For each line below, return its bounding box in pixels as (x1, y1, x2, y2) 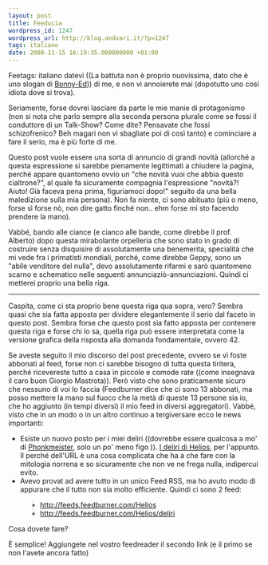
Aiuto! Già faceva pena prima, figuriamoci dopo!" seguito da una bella (8, 187, 237, 196)
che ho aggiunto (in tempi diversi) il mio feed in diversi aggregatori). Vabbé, (8, 401, 257, 411)
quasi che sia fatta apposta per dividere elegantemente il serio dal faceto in (8, 310, 256, 319)
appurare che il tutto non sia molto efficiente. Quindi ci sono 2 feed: (19, 484, 242, 494)
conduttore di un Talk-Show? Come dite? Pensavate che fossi (8, 121, 211, 129)
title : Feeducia (8, 19, 62, 27)
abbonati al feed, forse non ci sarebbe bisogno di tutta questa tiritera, (8, 359, 237, 368)
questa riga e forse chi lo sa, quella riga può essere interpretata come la (8, 326, 245, 336)
